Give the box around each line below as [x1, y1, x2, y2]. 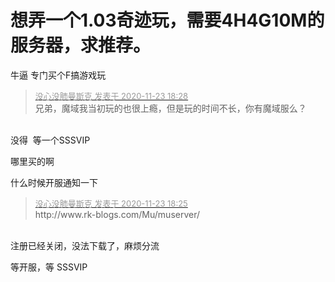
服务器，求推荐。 [10, 34, 152, 57]
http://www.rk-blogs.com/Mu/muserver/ [34, 208, 201, 220]
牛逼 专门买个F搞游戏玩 [10, 69, 107, 81]
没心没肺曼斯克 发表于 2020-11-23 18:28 [34, 90, 189, 101]
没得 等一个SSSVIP [10, 134, 91, 146]
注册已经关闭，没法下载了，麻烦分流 [10, 239, 160, 251]
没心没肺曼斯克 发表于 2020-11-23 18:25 [34, 197, 188, 209]
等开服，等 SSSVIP [10, 261, 88, 273]
